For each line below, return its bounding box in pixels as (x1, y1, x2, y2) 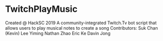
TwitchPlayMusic (5, 3, 78, 15)
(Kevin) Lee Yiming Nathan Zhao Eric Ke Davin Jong (5, 30, 111, 36)
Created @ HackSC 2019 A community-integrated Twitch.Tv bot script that (5, 20, 157, 26)
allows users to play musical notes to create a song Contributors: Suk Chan (5, 25, 158, 31)
